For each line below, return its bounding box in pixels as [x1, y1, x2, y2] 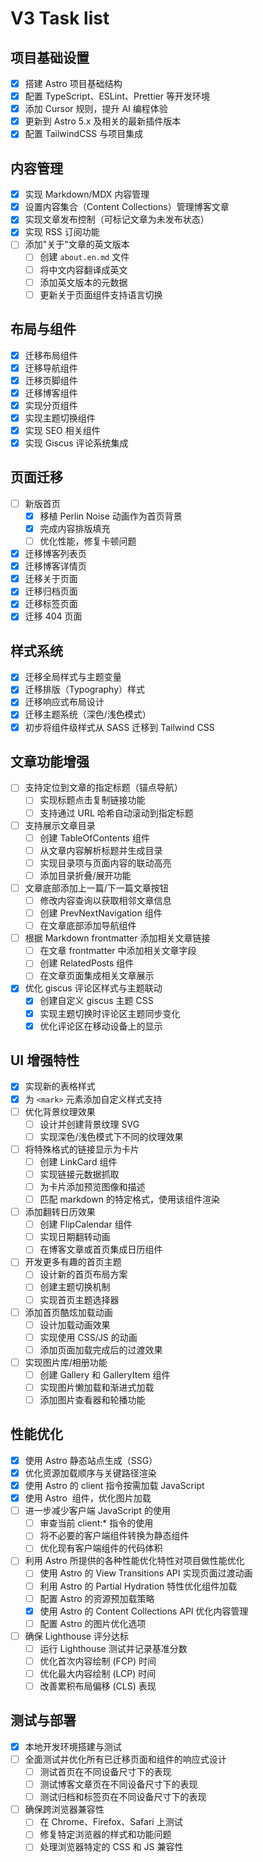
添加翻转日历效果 [24, 1206, 96, 1218]
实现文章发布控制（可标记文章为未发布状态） [24, 213, 210, 226]
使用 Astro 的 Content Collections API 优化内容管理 [39, 1605, 249, 1617]
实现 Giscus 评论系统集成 [24, 437, 129, 449]
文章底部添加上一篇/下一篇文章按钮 [24, 882, 169, 894]
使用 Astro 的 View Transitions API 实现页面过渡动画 [39, 1567, 253, 1579]
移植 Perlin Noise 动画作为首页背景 [39, 510, 183, 522]
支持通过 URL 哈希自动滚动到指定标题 [39, 807, 194, 819]
